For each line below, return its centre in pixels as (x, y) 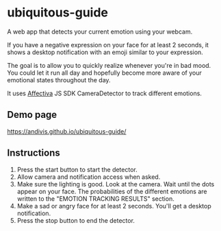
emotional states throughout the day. (59, 80)
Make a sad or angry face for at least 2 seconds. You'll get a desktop (114, 206)
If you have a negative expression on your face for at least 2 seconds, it (108, 45)
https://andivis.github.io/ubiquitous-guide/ (67, 131)
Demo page (32, 115)
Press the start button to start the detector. (77, 169)
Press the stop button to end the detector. (76, 220)
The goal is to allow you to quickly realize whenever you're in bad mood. (109, 65)
